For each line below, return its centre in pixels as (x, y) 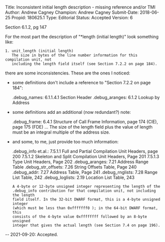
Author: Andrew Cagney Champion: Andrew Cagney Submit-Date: (72, 12)
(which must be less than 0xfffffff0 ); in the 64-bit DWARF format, (85, 208)
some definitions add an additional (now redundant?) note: (72, 112)
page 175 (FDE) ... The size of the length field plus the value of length (82, 127)
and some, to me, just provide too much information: (66, 142)
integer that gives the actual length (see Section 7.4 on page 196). (86, 225)
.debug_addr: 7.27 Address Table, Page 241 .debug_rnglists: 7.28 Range (85, 172)
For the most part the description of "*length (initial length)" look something (82, 37)
